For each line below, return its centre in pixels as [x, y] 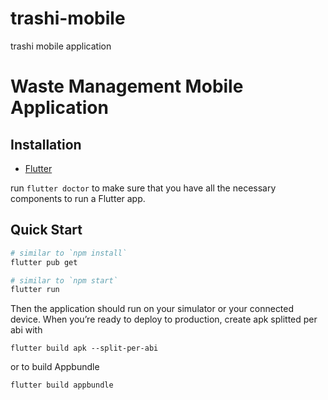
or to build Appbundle [55, 367]
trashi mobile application [61, 46]
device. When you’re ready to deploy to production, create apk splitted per [164, 319]
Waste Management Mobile [127, 86]
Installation [46, 144]
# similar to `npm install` [69, 253]
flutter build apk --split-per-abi [84, 348]
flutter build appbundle [62, 385]
